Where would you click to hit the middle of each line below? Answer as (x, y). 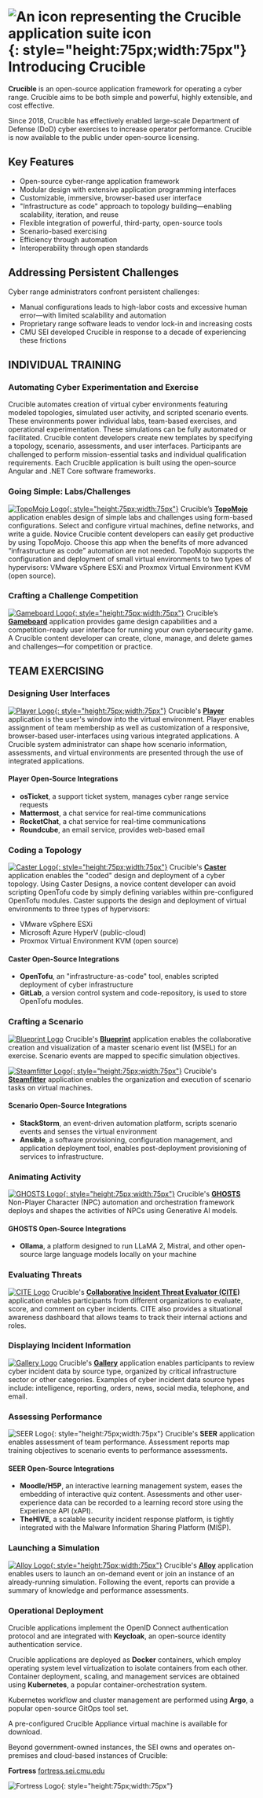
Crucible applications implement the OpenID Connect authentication (119, 1627)
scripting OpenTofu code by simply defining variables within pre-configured (131, 892)
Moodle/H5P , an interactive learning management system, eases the (131, 1486)
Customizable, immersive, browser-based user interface (111, 197)
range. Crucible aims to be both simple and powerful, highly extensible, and (130, 97)
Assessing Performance (55, 1417)
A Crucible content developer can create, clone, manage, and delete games (130, 638)
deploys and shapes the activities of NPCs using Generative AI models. (123, 1211)
